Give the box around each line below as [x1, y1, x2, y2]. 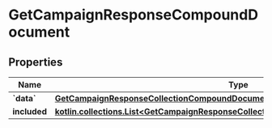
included [12, 106, 47, 117]
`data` [12, 93, 36, 104]
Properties [8, 55, 63, 69]
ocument [8, 23, 70, 41]
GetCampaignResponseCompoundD [8, 6, 259, 24]
